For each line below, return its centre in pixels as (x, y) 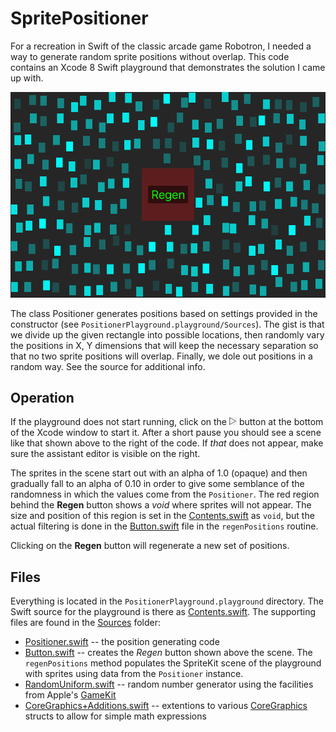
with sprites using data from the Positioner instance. (134, 674)
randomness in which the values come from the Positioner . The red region (165, 494)
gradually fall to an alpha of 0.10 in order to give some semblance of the (157, 484)
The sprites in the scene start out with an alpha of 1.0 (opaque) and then (159, 473)
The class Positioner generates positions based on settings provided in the (164, 313)
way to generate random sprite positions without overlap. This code (150, 56)
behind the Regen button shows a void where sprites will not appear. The (161, 505)
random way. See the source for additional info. (108, 366)
